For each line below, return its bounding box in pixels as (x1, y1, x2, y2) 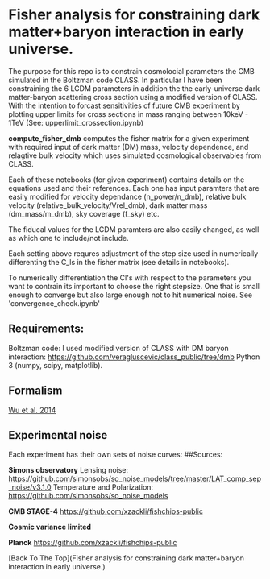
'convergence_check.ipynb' (8, 298, 101, 308)
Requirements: (8, 322, 85, 336)
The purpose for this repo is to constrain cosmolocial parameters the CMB (8, 66, 255, 76)
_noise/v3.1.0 (8, 482, 52, 492)
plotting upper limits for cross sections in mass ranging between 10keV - (8, 109, 248, 118)
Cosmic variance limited (8, 522, 91, 532)
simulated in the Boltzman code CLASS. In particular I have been (8, 75, 223, 85)
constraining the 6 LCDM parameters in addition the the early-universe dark (8, 83, 260, 93)
